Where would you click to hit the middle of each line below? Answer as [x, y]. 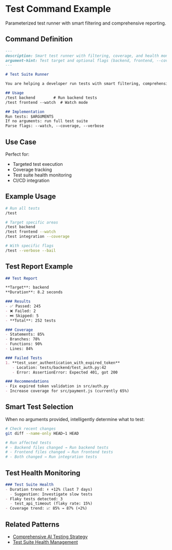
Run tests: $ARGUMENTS [29, 116]
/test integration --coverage [38, 237]
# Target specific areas [32, 222]
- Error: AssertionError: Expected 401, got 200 [65, 372]
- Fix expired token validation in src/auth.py [57, 386]
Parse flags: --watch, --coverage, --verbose [55, 126]
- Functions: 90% [24, 344]
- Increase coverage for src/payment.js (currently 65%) [67, 391]
